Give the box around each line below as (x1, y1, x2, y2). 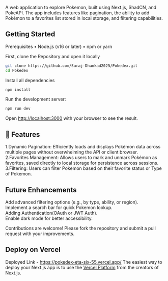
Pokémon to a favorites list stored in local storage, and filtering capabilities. (5, 15, 163, 21)
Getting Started (5, 30, 55, 39)
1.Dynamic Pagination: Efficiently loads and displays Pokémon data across (5, 144, 161, 150)
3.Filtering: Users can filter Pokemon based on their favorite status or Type (5, 165, 162, 171)
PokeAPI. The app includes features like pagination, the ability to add (5, 10, 150, 16)
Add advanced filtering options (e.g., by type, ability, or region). (5, 199, 138, 205)
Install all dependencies (5, 77, 55, 83)
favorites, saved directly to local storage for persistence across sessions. (5, 160, 159, 166)
